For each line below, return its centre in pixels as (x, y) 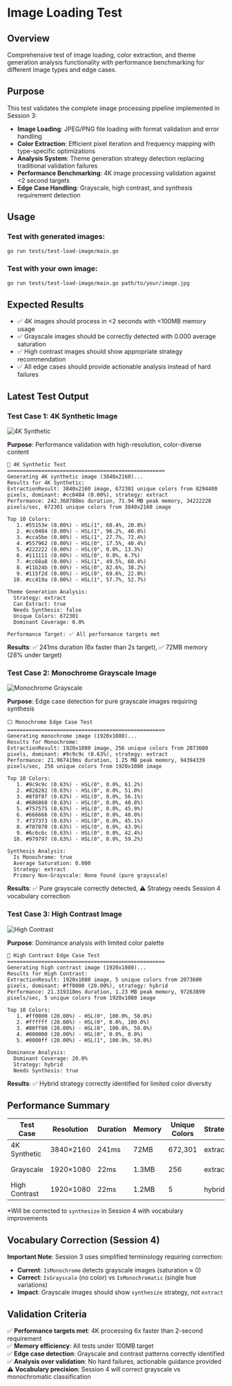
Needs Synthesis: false (47, 610)
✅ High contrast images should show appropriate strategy (100, 352)
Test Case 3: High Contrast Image (65, 914)
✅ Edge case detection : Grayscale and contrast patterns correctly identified (116, 1354)
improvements (28, 1218)
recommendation (41, 359)
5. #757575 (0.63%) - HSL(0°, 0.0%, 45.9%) (80, 809)
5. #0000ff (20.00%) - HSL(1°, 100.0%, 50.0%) (85, 1040)
